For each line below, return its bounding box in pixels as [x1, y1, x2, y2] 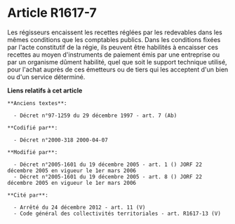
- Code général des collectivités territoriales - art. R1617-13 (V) [13, 210, 221, 217]
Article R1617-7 [7, 5, 97, 21]
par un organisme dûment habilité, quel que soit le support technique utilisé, [7, 57, 227, 66]
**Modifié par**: [7, 148, 58, 155]
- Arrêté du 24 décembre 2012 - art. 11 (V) [13, 204, 146, 211]
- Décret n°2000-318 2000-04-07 [13, 136, 109, 143]
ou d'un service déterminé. [7, 72, 86, 81]
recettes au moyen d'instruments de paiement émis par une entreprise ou [7, 50, 220, 59]
